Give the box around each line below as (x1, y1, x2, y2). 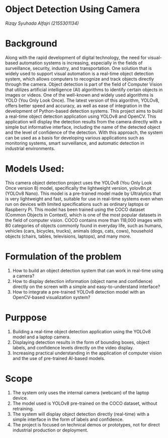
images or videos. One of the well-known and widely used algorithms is (5, 92, 153, 98)
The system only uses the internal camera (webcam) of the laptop (12, 389, 149, 396)
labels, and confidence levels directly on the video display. (12, 344, 134, 350)
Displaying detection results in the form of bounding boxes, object (12, 339, 150, 345)
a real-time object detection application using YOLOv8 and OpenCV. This (5, 113, 156, 119)
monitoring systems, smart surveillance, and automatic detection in (5, 140, 144, 146)
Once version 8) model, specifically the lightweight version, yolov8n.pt (5, 185, 152, 191)
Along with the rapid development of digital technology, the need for (5, 54, 147, 60)
